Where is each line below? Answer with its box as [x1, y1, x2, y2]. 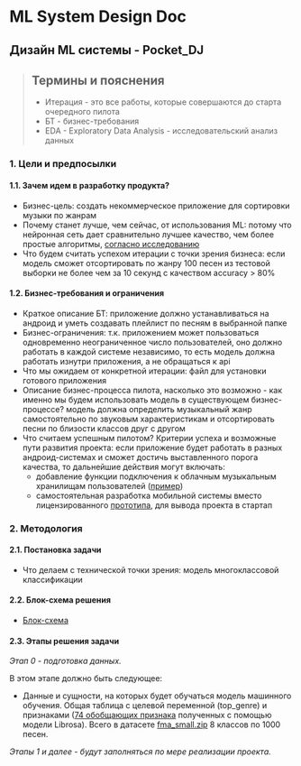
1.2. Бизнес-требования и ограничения [9, 288, 165, 299]
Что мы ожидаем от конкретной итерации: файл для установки [22, 365, 267, 376]
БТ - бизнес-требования [44, 115, 140, 127]
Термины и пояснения [31, 72, 165, 88]
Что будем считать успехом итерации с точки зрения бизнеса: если [22, 248, 286, 259]
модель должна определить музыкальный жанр [66, 403, 252, 414]
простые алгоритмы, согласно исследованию [22, 238, 200, 249]
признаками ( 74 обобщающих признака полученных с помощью [22, 710, 272, 721]
